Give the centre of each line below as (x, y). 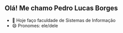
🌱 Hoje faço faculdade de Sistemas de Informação (64, 20)
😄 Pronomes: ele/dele (35, 25)
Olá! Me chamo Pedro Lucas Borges (61, 8)
